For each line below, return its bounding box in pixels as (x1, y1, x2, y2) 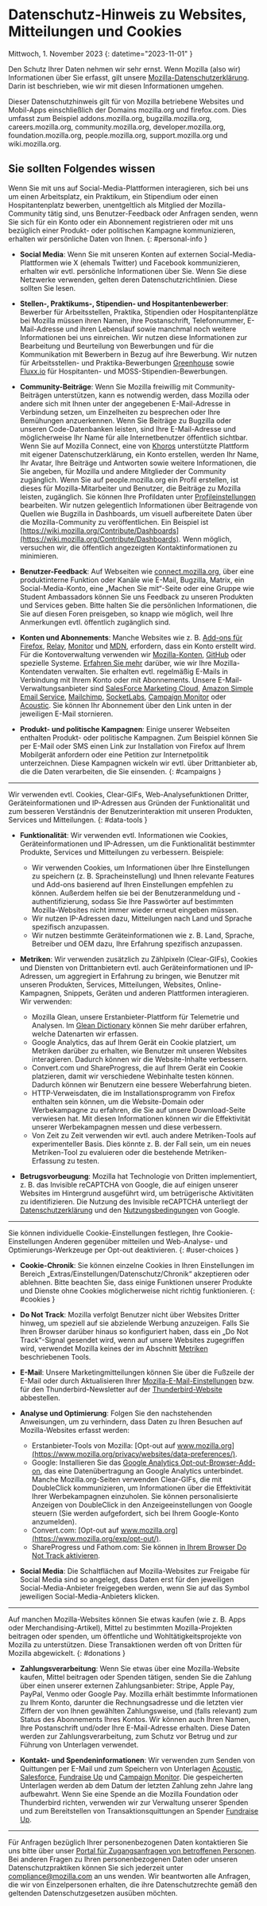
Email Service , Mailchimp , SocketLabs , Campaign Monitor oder (19, 691, 226, 702)
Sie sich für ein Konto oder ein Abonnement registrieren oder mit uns (8, 217, 234, 226)
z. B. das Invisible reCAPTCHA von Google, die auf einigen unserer (19, 1180, 238, 1189)
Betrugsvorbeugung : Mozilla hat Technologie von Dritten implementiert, (19, 1171, 257, 1180)
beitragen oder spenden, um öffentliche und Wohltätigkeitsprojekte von (8, 1631, 242, 1641)
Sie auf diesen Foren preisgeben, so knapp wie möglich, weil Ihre (19, 609, 234, 618)
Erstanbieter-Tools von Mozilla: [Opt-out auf (31, 1440, 176, 1450)
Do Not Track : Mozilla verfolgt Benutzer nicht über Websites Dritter (19, 1309, 240, 1319)
